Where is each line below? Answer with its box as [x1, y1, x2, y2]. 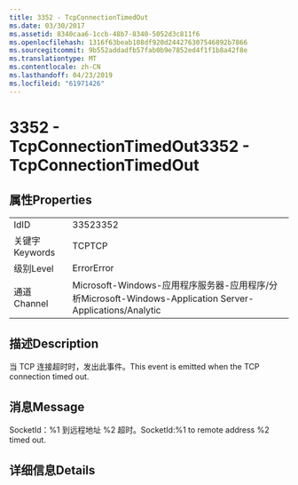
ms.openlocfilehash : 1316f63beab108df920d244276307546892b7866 [9, 37, 248, 47]
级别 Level [13, 262, 54, 274]
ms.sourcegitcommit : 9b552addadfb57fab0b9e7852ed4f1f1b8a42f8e [9, 46, 248, 55]
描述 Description [9, 337, 99, 352]
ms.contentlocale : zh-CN [9, 63, 101, 72]
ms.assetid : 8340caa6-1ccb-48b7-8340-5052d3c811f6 [9, 29, 200, 38]
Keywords [13, 246, 56, 258]
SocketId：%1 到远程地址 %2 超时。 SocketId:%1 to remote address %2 [9, 425, 270, 435]
